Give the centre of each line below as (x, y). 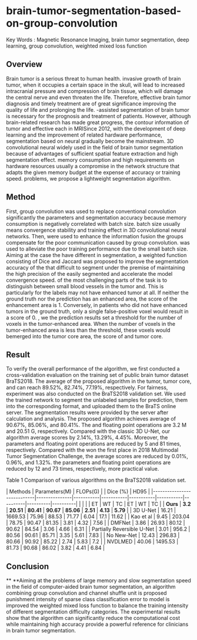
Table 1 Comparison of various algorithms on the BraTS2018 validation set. (96, 480)
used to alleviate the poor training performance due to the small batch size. (97, 249)
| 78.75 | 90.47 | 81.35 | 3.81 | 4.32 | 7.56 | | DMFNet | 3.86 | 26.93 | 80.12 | (96, 523)
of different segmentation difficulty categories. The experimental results (93, 612)
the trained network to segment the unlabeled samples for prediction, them (97, 400)
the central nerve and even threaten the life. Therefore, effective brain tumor (98, 97)
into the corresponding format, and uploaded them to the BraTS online (91, 406)
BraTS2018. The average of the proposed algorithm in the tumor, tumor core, (99, 381)
